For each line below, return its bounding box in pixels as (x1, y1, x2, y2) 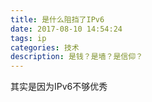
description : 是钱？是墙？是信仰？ (10, 52, 143, 62)
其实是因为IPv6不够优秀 (10, 81, 108, 93)
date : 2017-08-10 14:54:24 (10, 24, 123, 34)
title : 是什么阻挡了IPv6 (10, 14, 105, 25)
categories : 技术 (10, 42, 80, 53)
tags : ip (10, 33, 47, 43)
